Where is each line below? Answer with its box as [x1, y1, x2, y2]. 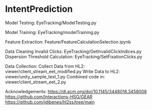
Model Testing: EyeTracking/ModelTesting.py [5, 20, 97, 26]
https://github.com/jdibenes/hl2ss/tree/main [5, 99, 95, 105]
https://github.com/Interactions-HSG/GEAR [5, 94, 92, 100]
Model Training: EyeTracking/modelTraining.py [5, 29, 100, 35]
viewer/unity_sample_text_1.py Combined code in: [5, 73, 105, 79]
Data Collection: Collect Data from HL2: [5, 63, 85, 69]
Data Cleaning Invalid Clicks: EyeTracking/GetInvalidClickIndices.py [5, 48, 142, 54]
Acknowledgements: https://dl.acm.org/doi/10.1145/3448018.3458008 [5, 88, 147, 94]
